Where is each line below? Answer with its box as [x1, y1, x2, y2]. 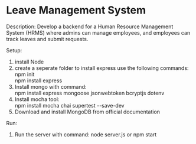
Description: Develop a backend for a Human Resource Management [6, 23, 174, 30]
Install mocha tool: [14, 95, 60, 103]
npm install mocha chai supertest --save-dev [14, 102, 125, 109]
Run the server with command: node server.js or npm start [14, 130, 157, 138]
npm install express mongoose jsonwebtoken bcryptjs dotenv [14, 89, 165, 96]
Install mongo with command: [14, 83, 87, 90]
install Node [14, 58, 44, 65]
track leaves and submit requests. [6, 35, 89, 42]
